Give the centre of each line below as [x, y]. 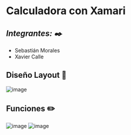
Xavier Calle [29, 57]
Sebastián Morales [37, 50]
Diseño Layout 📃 [36, 75]
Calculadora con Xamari [66, 11]
